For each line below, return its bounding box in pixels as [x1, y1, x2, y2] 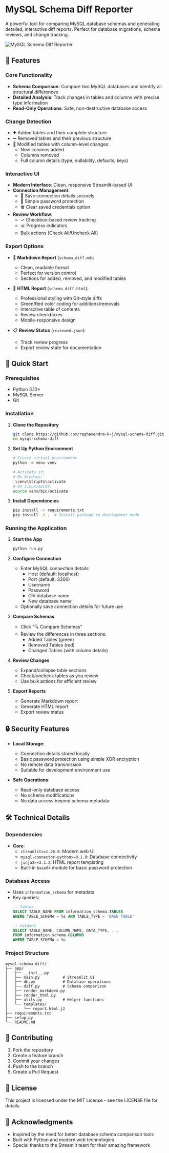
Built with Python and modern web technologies [12, 1137, 114, 1143]
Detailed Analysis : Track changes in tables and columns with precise [12, 94, 160, 100]
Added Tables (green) [28, 637, 74, 643]
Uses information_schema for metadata [12, 889, 95, 895]
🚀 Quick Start [5, 359, 49, 368]
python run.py [12, 546, 43, 552]
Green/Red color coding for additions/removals [20, 300, 120, 307]
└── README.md [5, 1019, 36, 1025]
